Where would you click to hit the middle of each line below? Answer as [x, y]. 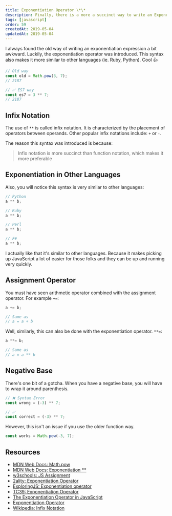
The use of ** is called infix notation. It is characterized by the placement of [85, 128]
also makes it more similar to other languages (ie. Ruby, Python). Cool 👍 [81, 60]
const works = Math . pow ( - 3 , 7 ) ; [40, 436]
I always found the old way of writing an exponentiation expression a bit [81, 49]
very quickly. [19, 264]
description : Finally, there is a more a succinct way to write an [79, 15]
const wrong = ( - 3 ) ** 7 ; [33, 403]
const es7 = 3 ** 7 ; [27, 95]
